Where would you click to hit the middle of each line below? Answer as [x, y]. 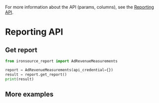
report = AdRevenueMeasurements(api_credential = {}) [59, 70]
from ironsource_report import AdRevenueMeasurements [62, 61]
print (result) [20, 79]
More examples [29, 94]
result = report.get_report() [36, 74]
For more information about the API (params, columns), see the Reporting [79, 7]
